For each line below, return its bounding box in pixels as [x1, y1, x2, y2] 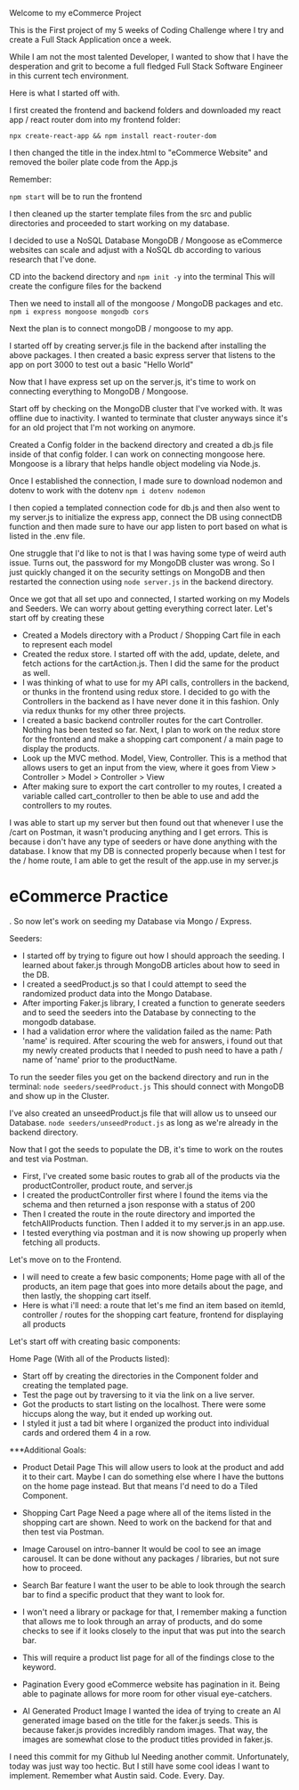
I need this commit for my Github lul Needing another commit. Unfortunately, [9, 1751, 289, 1762]
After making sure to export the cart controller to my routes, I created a [21, 781, 282, 792]
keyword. [21, 1661, 57, 1672]
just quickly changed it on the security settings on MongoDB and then [9, 567, 265, 577]
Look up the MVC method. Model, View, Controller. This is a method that [21, 753, 287, 763]
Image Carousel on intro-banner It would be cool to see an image [21, 1543, 262, 1554]
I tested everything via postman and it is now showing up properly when [21, 1227, 287, 1238]
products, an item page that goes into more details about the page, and [21, 1281, 283, 1291]
